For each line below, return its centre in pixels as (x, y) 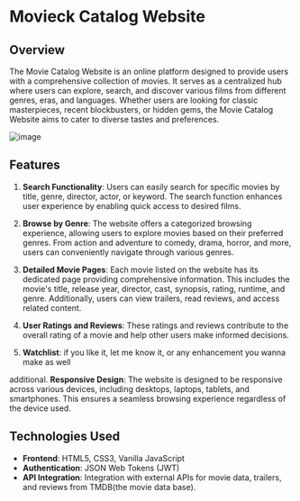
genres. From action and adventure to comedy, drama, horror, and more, (157, 242)
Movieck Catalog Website (107, 17)
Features (35, 165)
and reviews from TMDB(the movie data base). (109, 487)
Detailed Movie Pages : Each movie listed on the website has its (140, 269)
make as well (46, 361)
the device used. (41, 408)
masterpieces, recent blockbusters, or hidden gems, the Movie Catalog (141, 109)
